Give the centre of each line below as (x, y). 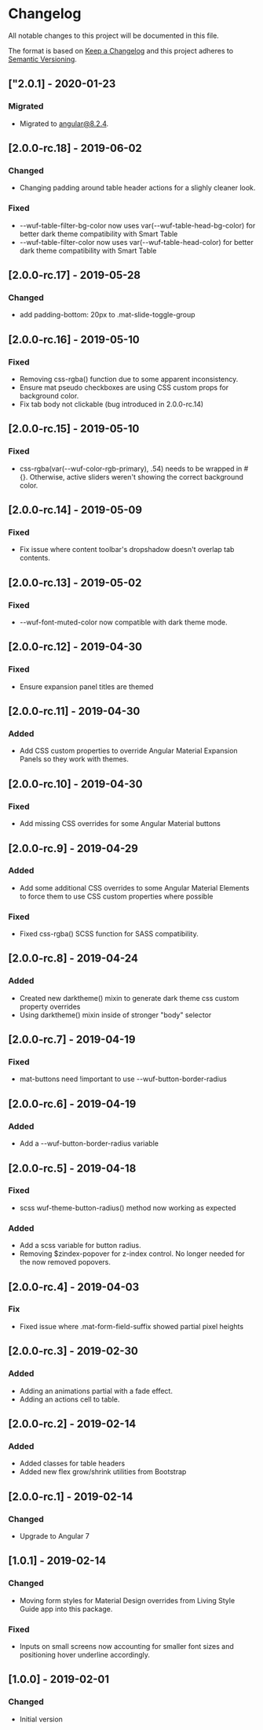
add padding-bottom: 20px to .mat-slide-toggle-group (107, 315)
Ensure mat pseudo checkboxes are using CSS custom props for (124, 387)
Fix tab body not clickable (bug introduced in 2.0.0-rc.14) (111, 404)
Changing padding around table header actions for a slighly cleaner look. (137, 188)
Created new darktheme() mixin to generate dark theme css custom (129, 998)
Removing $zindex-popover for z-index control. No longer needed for (132, 1254)
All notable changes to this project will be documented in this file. (114, 35)
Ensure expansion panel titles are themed (86, 687)
